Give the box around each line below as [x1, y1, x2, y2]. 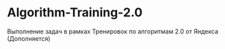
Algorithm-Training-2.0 [7, 5, 143, 20]
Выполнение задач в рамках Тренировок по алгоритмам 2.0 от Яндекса [7, 27, 219, 35]
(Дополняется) [7, 34, 51, 42]
